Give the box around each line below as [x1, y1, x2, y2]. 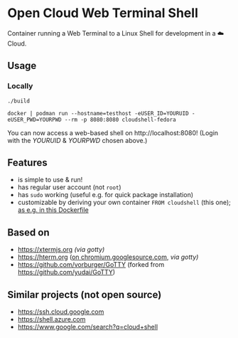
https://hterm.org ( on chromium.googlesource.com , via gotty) [17, 253, 199, 261]
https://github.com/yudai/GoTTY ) [17, 268, 116, 277]
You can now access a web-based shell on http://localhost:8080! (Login [7, 128, 219, 137]
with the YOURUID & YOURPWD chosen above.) [7, 136, 148, 144]
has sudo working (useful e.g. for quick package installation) [17, 191, 194, 199]
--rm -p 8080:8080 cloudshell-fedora [64, 116, 176, 123]
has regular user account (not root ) [17, 183, 122, 191]
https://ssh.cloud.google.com [17, 307, 104, 316]
